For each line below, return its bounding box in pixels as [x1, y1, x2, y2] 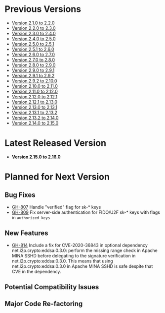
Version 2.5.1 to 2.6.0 [11, 46, 55, 52]
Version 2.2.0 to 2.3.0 [11, 25, 56, 31]
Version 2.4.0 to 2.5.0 [11, 36, 56, 42]
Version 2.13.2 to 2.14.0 [11, 115, 59, 121]
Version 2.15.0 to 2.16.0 [11, 154, 61, 160]
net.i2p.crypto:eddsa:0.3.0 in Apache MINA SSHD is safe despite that [11, 263, 153, 269]
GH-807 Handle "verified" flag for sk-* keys [11, 204, 101, 210]
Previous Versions [4, 3, 82, 15]
